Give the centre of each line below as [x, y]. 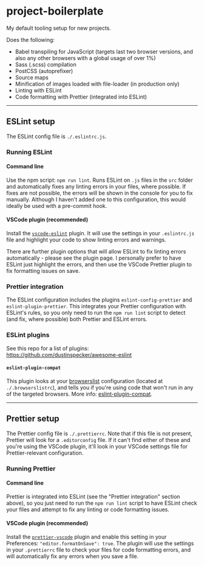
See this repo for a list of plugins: [48, 348]
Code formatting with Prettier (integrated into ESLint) [81, 97]
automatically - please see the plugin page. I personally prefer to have [94, 258]
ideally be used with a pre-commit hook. [57, 205]
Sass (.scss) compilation [46, 64]
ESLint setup [31, 122]
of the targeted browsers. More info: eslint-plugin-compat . [80, 394]
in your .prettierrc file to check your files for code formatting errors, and [99, 550]
